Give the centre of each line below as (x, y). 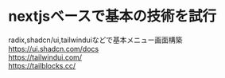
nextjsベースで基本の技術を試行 (112, 16)
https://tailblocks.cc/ (42, 65)
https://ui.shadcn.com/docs (54, 49)
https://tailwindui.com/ (45, 57)
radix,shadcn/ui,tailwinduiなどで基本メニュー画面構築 (95, 40)
